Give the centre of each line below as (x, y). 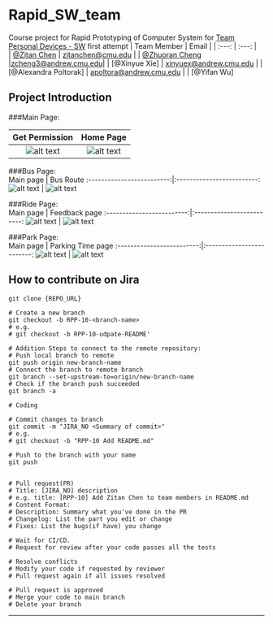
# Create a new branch (47, 313)
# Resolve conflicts (43, 561)
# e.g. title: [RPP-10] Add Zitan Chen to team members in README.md (129, 497)
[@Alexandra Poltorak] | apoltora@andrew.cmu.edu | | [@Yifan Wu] (121, 71)
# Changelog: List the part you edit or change (91, 519)
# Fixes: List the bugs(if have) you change (85, 526)
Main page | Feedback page (56, 212)
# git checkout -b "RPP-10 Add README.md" (81, 440)
